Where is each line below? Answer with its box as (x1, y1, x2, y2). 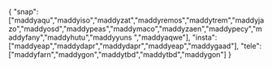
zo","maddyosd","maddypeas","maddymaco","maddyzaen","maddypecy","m (8, 24, 262, 33)
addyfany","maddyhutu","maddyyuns (8, 32, 132, 42)
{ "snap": (8, 7, 39, 16)
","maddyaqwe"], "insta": (133, 32, 218, 42)
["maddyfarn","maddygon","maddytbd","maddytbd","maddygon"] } (8, 50, 231, 59)
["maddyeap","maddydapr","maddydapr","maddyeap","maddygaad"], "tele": (8, 41, 262, 51)
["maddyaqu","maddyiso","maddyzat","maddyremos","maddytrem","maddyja (8, 15, 265, 25)
